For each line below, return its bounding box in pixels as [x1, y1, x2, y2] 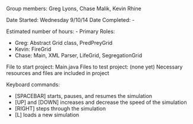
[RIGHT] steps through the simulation [14, 105, 106, 112]
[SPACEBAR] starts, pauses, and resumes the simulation [14, 93, 153, 99]
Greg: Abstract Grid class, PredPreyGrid [14, 40, 113, 46]
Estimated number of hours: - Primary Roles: [6, 28, 115, 35]
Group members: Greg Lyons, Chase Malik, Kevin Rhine [6, 5, 141, 12]
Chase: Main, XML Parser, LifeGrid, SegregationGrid [14, 52, 143, 58]
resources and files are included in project [6, 70, 110, 76]
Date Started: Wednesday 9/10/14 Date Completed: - [6, 17, 135, 23]
